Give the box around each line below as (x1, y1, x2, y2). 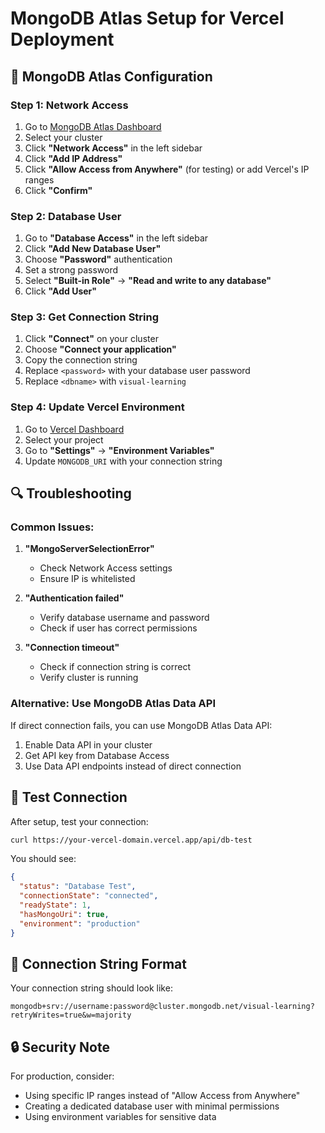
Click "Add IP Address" (24, 152, 123, 164)
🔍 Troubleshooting (10, 485, 132, 502)
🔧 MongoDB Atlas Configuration (10, 68, 213, 85)
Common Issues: (10, 520, 95, 534)
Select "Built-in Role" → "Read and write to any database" (24, 275, 272, 287)
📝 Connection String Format (10, 955, 187, 972)
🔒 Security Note (10, 1038, 110, 1056)
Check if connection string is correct (39, 661, 191, 673)
